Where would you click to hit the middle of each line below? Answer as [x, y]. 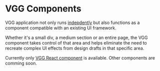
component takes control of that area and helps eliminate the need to [76, 42]
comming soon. [21, 63]
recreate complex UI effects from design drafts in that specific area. [75, 48]
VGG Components [43, 9]
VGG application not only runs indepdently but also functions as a [73, 22]
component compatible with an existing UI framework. [61, 27]
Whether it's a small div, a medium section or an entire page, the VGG [77, 37]
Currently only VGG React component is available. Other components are [80, 57]
